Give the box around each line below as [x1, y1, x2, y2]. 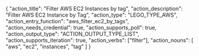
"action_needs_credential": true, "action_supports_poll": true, [5, 24, 157, 31]
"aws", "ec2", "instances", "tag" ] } [5, 43, 91, 50]
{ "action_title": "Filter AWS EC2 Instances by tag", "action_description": [5, 5, 183, 12]
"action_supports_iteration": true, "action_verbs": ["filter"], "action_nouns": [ [5, 37, 194, 43]
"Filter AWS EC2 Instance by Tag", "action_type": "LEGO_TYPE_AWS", [5, 11, 178, 18]
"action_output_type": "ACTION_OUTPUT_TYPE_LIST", [5, 30, 140, 38]
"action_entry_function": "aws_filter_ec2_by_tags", [5, 18, 129, 24]
